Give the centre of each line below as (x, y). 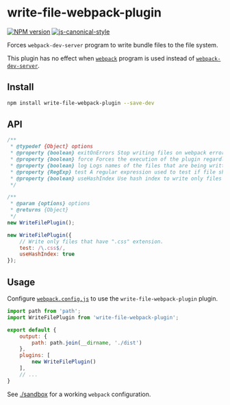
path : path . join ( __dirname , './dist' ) (87, 343)
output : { (34, 336)
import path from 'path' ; (44, 311)
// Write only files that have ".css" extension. (92, 242)
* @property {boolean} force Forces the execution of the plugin (105, 159)
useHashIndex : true (47, 254)
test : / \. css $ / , (43, 248)
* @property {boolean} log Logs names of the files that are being (108, 165)
